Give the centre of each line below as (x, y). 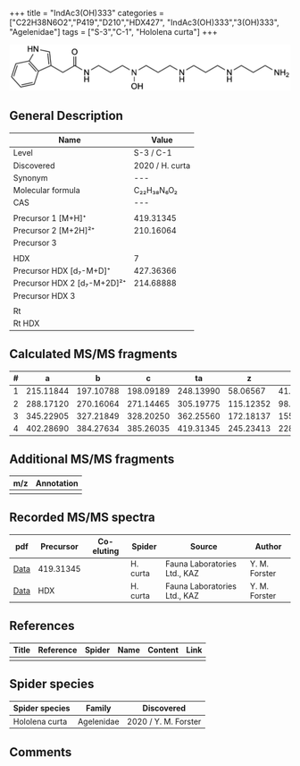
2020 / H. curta (162, 166)
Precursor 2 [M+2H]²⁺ (54, 231)
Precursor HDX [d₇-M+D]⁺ (62, 271)
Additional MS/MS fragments (92, 460)
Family (99, 708)
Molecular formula (46, 191)
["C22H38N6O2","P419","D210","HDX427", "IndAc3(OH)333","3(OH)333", (144, 22)
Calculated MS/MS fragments (93, 354)
